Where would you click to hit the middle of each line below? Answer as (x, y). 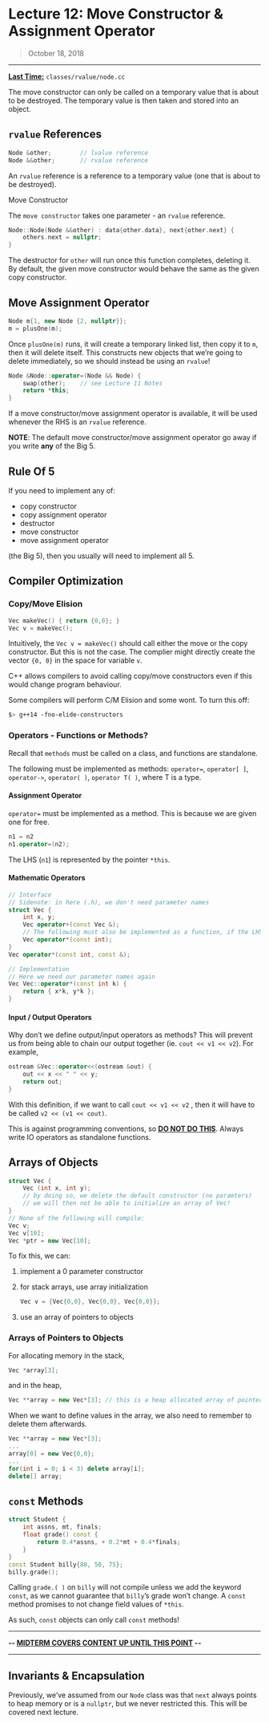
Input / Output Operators (50, 1017)
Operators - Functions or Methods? (78, 736)
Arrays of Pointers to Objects (66, 1338)
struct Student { (37, 1520)
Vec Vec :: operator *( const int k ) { (68, 984)
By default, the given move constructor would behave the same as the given (134, 269)
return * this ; (46, 390)
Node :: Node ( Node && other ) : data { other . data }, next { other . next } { (121, 230)
